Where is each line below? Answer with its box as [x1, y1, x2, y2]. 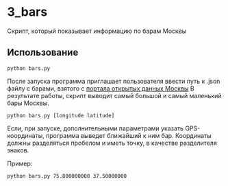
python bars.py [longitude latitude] [7, 112, 115, 119]
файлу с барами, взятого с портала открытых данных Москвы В [7, 84, 195, 93]
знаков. [7, 146, 29, 154]
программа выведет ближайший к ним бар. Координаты [45, 131, 212, 139]
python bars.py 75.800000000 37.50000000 [7, 172, 127, 179]
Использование [7, 47, 79, 58]
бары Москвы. [7, 99, 49, 107]
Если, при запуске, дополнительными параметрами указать [7, 124, 183, 132]
